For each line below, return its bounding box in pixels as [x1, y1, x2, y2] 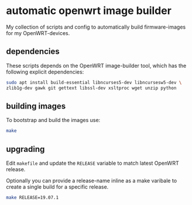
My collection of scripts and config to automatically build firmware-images [6, 23, 186, 30]
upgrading [6, 144, 45, 154]
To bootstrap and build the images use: [6, 117, 101, 124]
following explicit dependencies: [6, 68, 84, 75]
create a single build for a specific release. [6, 183, 109, 190]
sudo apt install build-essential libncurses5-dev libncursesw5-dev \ [6, 79, 182, 85]
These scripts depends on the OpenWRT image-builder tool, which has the [6, 62, 187, 69]
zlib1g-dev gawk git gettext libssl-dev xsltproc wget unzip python [6, 85, 177, 91]
